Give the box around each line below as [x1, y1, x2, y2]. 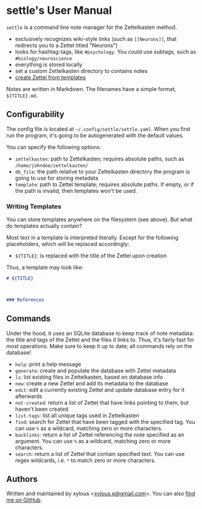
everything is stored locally [14, 61, 83, 68]
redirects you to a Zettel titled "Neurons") [14, 42, 118, 49]
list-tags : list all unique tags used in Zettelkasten [14, 411, 140, 419]
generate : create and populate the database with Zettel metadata [14, 367, 177, 374]
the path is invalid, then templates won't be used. [14, 187, 137, 194]
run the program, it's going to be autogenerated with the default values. [6, 131, 184, 139]
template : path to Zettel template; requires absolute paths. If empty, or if [14, 180, 194, 188]
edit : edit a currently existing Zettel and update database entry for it [14, 386, 185, 393]
